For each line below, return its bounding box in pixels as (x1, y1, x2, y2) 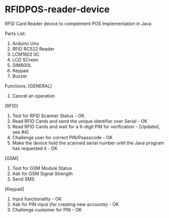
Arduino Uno (12, 40, 39, 47)
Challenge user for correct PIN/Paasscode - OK (12, 134, 113, 140)
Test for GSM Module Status (12, 165, 72, 171)
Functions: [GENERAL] (5, 83, 52, 89)
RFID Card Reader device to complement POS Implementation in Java (5, 20, 152, 27)
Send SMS (12, 176, 35, 182)
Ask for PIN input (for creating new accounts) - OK (12, 201, 119, 207)
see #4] (12, 129, 29, 135)
